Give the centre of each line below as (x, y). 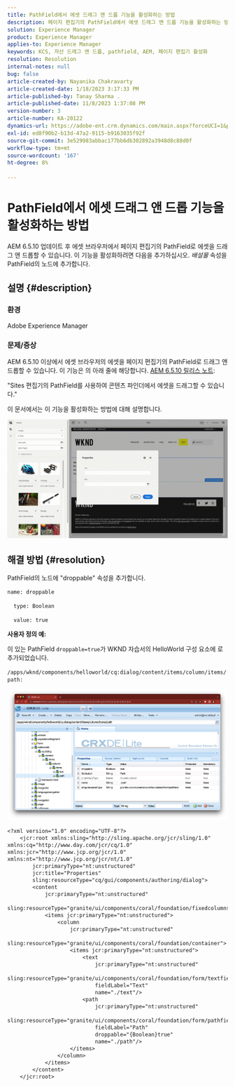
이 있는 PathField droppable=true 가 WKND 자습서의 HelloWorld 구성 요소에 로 (115, 648)
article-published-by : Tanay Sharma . (64, 96)
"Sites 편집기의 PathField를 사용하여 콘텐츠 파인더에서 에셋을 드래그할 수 (107, 385)
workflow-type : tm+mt (39, 148)
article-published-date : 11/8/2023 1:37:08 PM (76, 104)
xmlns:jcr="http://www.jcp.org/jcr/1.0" (67, 852)
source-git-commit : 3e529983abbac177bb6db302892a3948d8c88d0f (100, 140)
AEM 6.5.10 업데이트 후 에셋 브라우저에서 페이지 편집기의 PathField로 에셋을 (111, 246)
